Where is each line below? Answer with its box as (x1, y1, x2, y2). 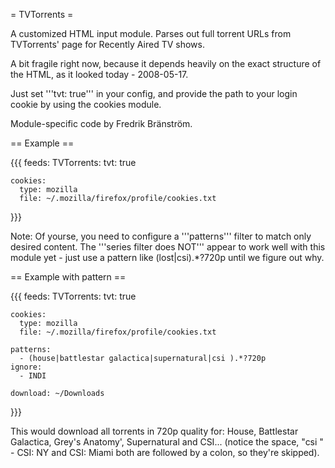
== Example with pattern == (10, 271, 127, 283)
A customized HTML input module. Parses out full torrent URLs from (10, 28, 292, 39)
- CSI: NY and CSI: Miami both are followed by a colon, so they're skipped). (10, 447, 320, 458)
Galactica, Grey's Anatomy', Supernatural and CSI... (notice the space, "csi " (10, 436, 324, 448)
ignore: (10, 362, 43, 372)
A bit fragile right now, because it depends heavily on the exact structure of (10, 58, 322, 69)
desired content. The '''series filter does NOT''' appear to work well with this (10, 241, 326, 253)
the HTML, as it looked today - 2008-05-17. (10, 69, 189, 80)
